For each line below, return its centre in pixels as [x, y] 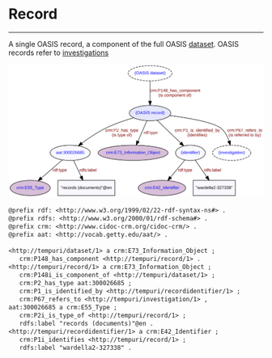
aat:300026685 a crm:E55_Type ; [63, 308]
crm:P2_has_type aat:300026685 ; [75, 284]
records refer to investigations [59, 53]
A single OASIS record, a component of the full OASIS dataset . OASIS [123, 44]
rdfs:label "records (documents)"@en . [86, 324]
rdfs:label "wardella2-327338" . [75, 348]
